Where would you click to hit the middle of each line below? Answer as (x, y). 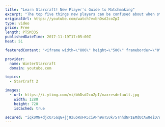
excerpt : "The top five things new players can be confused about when (80, 14)
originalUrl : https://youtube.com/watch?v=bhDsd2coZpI (62, 19)
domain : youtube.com (30, 68)
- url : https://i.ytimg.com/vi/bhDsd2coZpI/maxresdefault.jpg (74, 95)
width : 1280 (26, 99)
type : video (17, 23)
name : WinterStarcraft (33, 63)
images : (13, 90)
